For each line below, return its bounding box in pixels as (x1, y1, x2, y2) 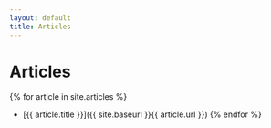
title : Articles (9, 22, 71, 31)
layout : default (9, 13, 71, 23)
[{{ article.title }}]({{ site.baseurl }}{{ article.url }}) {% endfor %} (22, 109, 262, 120)
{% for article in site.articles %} (9, 91, 128, 102)
